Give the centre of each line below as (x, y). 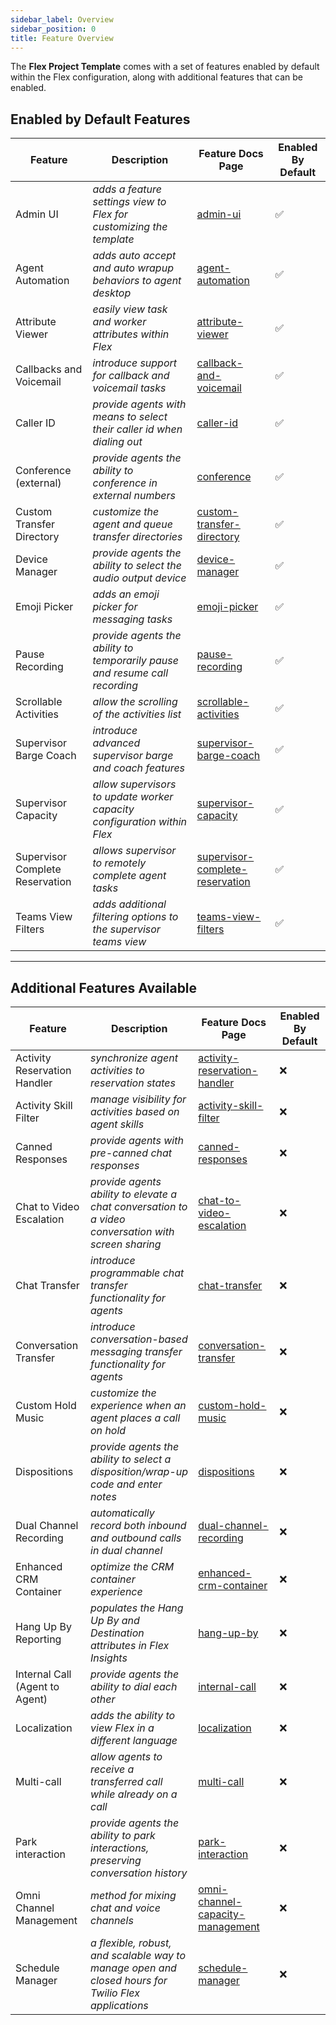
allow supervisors (134, 784)
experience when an (138, 1405)
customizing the (130, 227)
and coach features (139, 768)
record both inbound (138, 1525)
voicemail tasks (129, 388)
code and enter (126, 1484)
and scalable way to (138, 1955)
